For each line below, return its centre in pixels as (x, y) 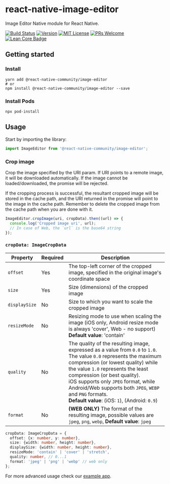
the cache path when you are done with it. (49, 209)
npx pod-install (22, 111)
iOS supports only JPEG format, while (112, 381)
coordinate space (89, 279)
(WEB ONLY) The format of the (105, 408)
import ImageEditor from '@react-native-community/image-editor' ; (77, 148)
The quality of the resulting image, (109, 343)
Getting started (30, 54)
